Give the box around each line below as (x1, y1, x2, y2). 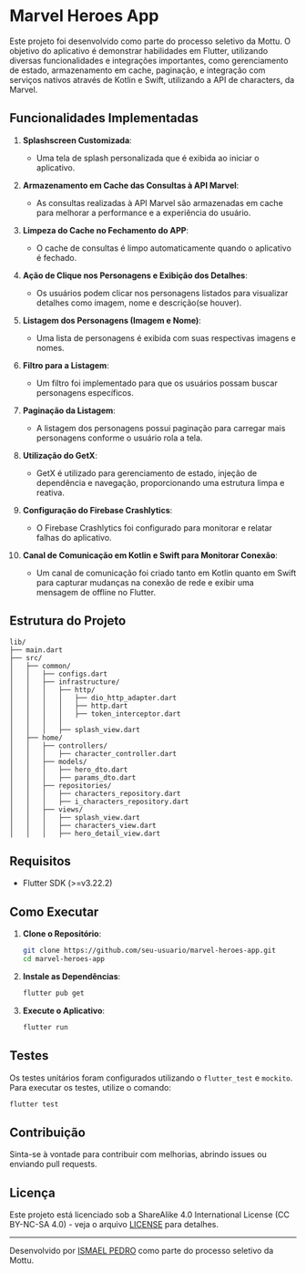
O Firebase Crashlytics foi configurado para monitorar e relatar (36, 522, 273, 533)
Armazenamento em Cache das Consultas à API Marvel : (22, 180, 240, 191)
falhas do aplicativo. (36, 532, 112, 543)
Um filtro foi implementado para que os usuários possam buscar (36, 378, 278, 388)
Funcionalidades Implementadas (9, 110, 199, 126)
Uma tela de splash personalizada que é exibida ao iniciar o (36, 152, 260, 163)
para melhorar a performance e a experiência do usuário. (36, 207, 251, 218)
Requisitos (9, 854, 71, 869)
